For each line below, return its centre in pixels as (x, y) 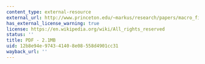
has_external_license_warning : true (53, 23)
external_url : (24, 18)
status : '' (20, 35)
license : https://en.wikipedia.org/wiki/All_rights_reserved (86, 29)
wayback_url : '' (27, 52)
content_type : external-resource (49, 12)
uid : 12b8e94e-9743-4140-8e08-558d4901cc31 (63, 46)
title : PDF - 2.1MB (31, 40)
